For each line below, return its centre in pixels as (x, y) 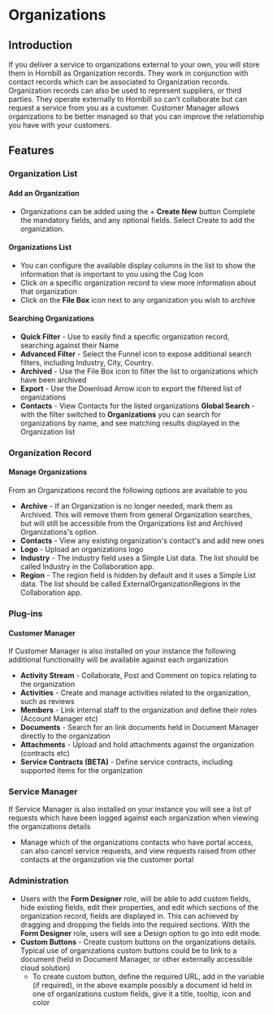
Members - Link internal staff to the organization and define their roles (139, 710)
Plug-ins (26, 614)
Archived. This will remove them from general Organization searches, (136, 515)
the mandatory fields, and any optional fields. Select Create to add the (137, 220)
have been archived (53, 379)
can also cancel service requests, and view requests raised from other (138, 851)
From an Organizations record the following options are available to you (128, 491)
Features (31, 151)
